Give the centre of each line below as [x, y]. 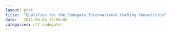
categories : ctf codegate [33, 24]
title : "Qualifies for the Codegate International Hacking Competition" [86, 15]
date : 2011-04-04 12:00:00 [36, 20]
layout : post [19, 10]
